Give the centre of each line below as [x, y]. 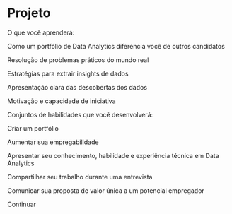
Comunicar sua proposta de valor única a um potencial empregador [106, 190]
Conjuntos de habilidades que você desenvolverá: [80, 114]
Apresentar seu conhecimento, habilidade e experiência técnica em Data [113, 155]
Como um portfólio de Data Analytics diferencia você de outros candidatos [116, 46]
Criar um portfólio [33, 128]
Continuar [22, 204]
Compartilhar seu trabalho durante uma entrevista [80, 177]
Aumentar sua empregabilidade [53, 142]
